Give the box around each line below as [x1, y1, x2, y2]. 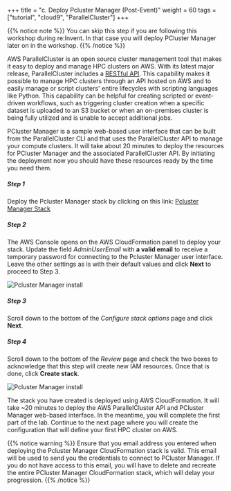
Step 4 [7, 337, 27, 346]
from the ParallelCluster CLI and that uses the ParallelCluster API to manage [7, 134, 223, 143]
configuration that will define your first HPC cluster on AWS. [7, 425, 178, 434]
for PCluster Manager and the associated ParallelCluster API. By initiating [7, 149, 216, 157]
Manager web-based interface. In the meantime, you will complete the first [7, 411, 221, 419]
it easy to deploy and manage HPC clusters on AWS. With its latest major [7, 62, 214, 70]
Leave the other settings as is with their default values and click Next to [7, 260, 212, 268]
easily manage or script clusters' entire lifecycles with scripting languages [7, 84, 219, 92]
